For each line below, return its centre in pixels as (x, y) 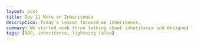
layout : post (22, 11)
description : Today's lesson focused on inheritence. (74, 22)
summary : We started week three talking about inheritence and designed (97, 28)
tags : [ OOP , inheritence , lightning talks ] (60, 33)
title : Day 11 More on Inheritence (50, 17)
